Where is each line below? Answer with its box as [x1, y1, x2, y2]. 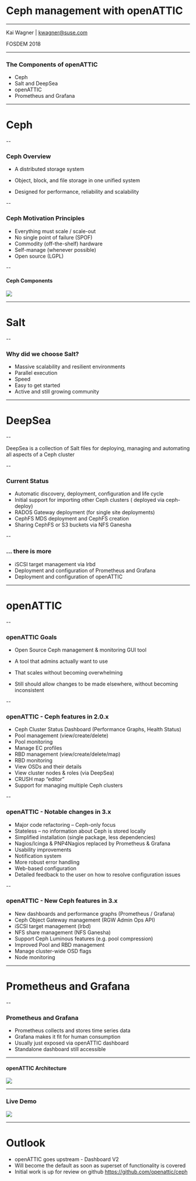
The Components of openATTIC [6, 60, 98, 69]
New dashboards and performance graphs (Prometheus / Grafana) [14, 910, 175, 917]
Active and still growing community [14, 388, 99, 395]
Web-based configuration [14, 865, 77, 872]
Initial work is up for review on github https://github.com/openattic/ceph [14, 1168, 188, 1175]
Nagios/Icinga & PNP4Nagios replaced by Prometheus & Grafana [14, 840, 171, 847]
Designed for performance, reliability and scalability [14, 189, 139, 196]
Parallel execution [14, 369, 58, 376]
